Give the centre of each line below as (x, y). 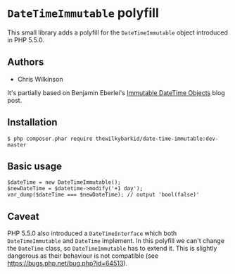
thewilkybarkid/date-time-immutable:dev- (157, 139)
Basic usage (34, 166)
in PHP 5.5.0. (26, 39)
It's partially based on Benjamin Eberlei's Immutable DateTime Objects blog (116, 92)
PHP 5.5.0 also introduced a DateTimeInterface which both (92, 233)
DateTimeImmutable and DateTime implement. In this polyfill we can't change (116, 241)
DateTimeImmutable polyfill (83, 13)
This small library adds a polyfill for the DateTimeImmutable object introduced (118, 32)
